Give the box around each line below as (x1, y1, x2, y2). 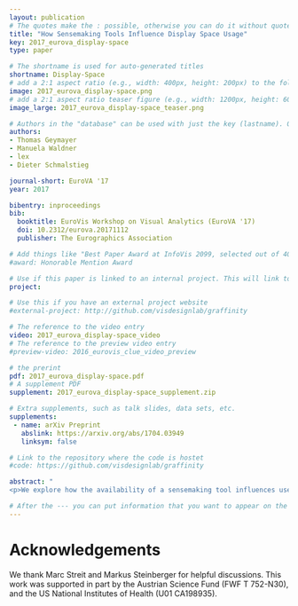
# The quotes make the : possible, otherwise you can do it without (9, 21, 268, 30)
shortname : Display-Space (9, 70, 105, 80)
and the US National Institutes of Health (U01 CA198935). (9, 587, 217, 599)
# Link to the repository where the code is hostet (9, 453, 204, 462)
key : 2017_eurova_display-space (9, 37, 129, 47)
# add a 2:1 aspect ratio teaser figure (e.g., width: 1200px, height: (9, 95, 279, 104)
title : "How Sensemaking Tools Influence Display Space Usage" (9, 29, 248, 38)
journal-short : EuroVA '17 (9, 177, 109, 185)
